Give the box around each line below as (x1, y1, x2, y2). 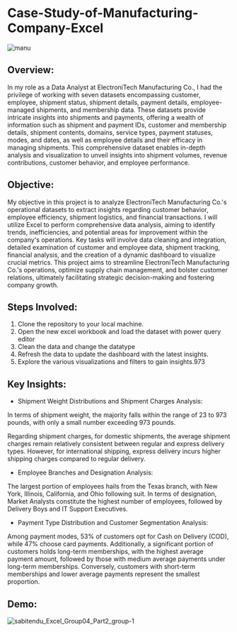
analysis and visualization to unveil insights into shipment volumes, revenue (7, 150, 228, 159)
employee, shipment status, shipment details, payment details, (7, 98, 190, 106)
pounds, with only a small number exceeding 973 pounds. (7, 418, 176, 427)
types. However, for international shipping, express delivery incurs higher (7, 447, 221, 455)
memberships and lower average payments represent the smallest (7, 570, 200, 579)
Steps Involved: (7, 301, 78, 313)
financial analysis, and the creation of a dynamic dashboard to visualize (7, 250, 216, 259)
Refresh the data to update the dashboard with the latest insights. (17, 350, 209, 359)
